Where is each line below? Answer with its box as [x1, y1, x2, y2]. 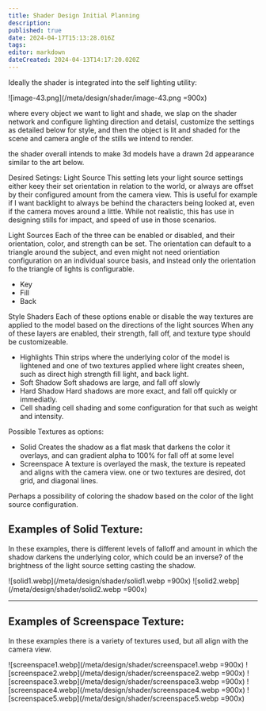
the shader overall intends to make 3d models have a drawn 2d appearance [8, 148, 255, 159]
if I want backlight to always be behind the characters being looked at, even [8, 198, 255, 207]
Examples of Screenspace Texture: [8, 615, 184, 628]
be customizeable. [8, 336, 69, 346]
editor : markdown [8, 48, 66, 56]
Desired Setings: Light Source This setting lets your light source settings [8, 172, 244, 183]
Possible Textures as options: [8, 426, 104, 436]
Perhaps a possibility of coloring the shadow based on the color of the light [8, 491, 254, 501]
